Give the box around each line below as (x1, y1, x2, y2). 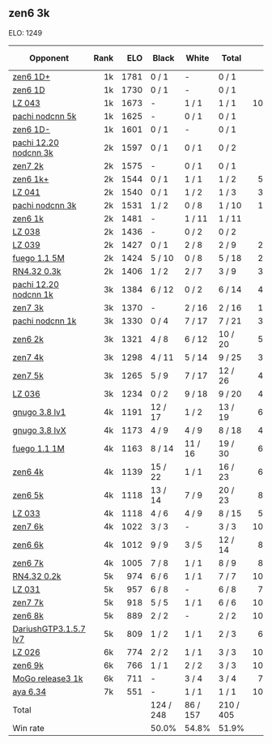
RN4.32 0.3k (12, 265, 62, 276)
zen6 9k (12, 660, 45, 671)
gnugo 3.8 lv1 (12, 406, 66, 417)
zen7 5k (12, 370, 45, 381)
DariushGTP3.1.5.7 (12, 623, 87, 635)
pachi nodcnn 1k (12, 315, 77, 327)
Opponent (29, 52, 69, 63)
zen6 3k (8, 6, 50, 20)
